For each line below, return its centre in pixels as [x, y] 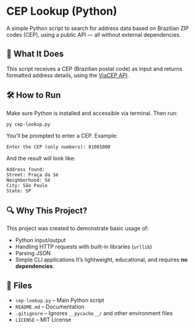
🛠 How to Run [34, 95]
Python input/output [40, 240]
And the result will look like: [41, 158]
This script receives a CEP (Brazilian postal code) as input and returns [94, 69]
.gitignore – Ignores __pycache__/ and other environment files [94, 313]
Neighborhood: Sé [28, 181]
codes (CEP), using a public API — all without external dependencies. [94, 34]
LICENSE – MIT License [43, 320]
